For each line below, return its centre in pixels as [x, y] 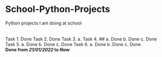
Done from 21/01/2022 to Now [37, 49]
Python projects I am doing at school [44, 23]
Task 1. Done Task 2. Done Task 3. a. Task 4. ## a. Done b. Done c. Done [81, 39]
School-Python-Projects [58, 9]
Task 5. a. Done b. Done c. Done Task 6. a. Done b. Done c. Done [73, 44]
